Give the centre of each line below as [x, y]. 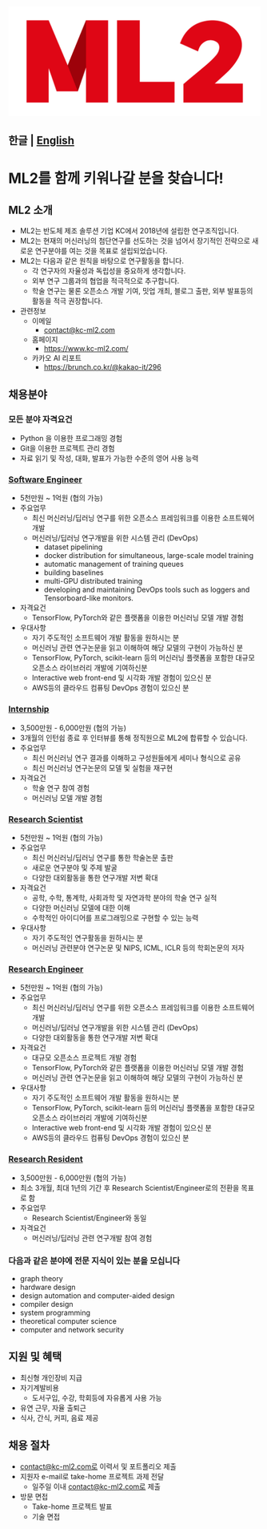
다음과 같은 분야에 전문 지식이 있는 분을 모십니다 [94, 1260]
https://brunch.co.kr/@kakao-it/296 [102, 367]
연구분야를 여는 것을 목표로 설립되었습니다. [101, 251]
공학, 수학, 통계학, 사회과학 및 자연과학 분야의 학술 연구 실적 [124, 897]
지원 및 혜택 [35, 1357]
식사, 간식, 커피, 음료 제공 [59, 1418]
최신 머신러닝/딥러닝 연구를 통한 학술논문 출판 [102, 857]
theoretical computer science [68, 1321]
